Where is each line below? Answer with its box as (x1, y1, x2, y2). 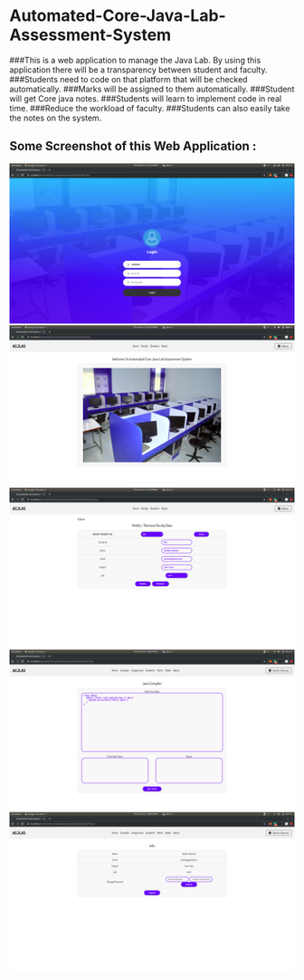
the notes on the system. (9, 112, 102, 123)
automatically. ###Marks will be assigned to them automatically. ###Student (9, 83, 295, 94)
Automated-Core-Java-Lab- (9, 5, 226, 26)
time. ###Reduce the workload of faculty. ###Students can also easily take (9, 102, 290, 113)
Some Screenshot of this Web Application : (9, 139, 257, 154)
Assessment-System (9, 24, 172, 45)
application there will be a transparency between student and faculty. (9, 64, 269, 75)
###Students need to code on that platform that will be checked (9, 73, 248, 84)
